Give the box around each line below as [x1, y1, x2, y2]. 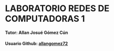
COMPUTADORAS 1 [5, 13, 85, 24]
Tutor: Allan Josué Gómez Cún [5, 30, 68, 35]
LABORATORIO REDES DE [5, 3, 110, 14]
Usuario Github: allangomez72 [5, 41, 68, 47]
